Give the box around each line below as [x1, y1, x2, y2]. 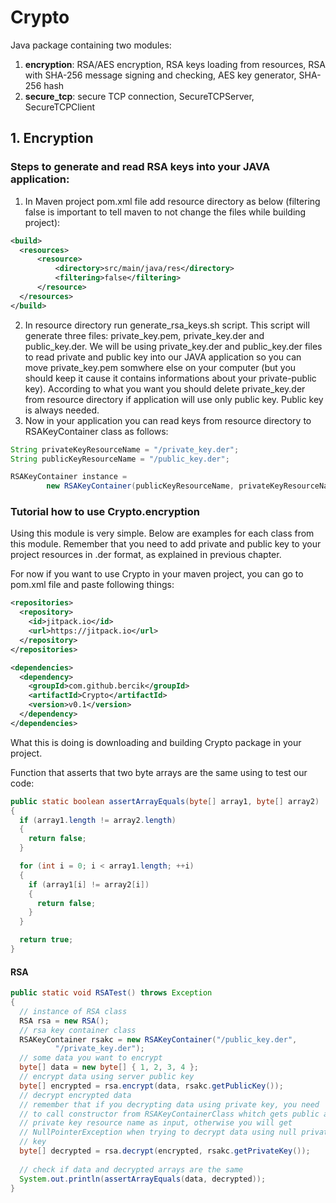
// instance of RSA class [19, 1006, 128, 1016]
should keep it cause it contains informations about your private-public [24, 372, 317, 384]
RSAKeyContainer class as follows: [24, 425, 169, 437]
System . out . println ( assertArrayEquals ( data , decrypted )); [19, 1174, 267, 1184]
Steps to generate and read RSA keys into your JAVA [10, 160, 271, 174]
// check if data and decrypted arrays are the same [19, 1164, 244, 1175]
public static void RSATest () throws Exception [10, 988, 213, 998]
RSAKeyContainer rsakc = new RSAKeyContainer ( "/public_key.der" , [19, 1034, 298, 1045]
